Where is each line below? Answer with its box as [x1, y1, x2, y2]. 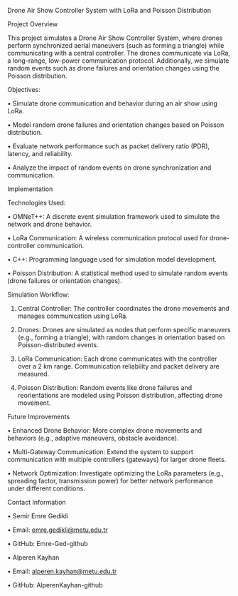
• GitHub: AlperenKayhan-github [7, 581, 103, 589]
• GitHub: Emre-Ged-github [7, 540, 89, 548]
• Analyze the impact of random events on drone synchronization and [7, 163, 212, 172]
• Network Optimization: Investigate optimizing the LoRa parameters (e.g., [7, 469, 224, 477]
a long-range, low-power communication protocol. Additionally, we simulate [7, 56, 229, 65]
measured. [17, 370, 50, 378]
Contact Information [7, 498, 66, 506]
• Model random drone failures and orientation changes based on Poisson [7, 120, 225, 129]
